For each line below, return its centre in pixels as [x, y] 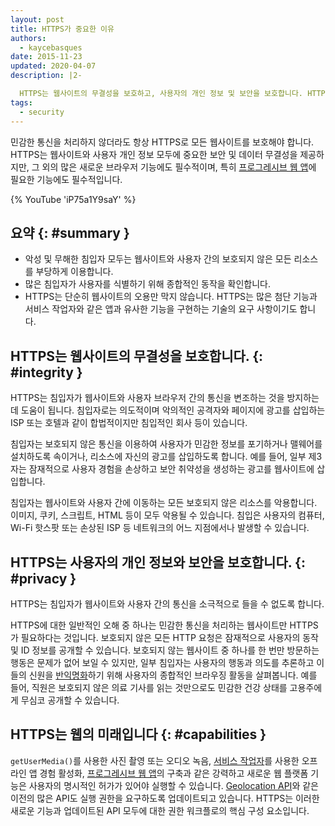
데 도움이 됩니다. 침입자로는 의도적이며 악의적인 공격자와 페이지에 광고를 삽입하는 [168, 410]
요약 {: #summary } [70, 232]
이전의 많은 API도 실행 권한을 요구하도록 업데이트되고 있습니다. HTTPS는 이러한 [165, 798]
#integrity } [46, 372]
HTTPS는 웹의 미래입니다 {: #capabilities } [138, 734]
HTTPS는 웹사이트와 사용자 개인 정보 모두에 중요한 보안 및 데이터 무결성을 [154, 154]
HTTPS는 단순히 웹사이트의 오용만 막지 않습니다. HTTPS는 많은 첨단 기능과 [171, 297]
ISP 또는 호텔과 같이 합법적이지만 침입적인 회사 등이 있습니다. [129, 423]
